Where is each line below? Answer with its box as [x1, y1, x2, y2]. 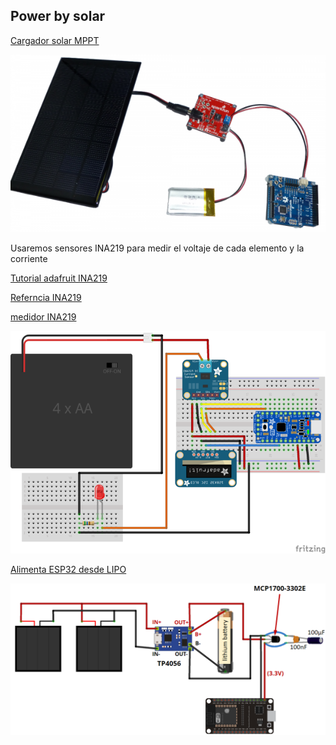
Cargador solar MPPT [10, 34, 100, 46]
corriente [10, 252, 48, 264]
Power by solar [10, 8, 106, 25]
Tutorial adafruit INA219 [10, 272, 108, 284]
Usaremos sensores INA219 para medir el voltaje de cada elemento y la [10, 242, 305, 254]
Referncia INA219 [10, 291, 82, 303]
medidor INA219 [10, 310, 77, 323]
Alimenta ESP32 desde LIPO [10, 563, 127, 575]
